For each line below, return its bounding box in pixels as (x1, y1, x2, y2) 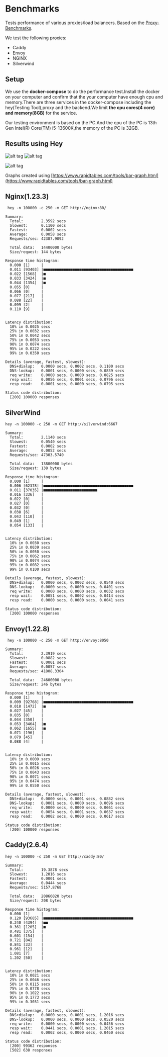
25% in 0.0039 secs (10, 545, 51, 550)
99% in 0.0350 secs (10, 350, 51, 356)
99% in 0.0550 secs (10, 783, 51, 788)
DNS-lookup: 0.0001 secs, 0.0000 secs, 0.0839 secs (10, 368, 124, 374)
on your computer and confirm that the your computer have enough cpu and (5, 94, 163, 100)
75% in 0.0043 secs (10, 770, 51, 775)
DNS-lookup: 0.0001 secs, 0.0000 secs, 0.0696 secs (10, 801, 124, 806)
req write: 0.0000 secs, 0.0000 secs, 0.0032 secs (10, 589, 124, 594)
